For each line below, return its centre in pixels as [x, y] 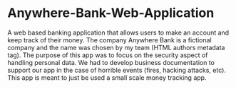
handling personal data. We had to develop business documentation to [111, 62]
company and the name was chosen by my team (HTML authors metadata [116, 47]
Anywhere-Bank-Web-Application [111, 13]
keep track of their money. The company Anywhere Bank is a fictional [109, 40]
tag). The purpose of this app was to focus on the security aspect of [108, 55]
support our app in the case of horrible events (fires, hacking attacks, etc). [117, 70]
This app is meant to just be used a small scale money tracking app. [107, 77]
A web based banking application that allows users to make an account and [118, 32]
